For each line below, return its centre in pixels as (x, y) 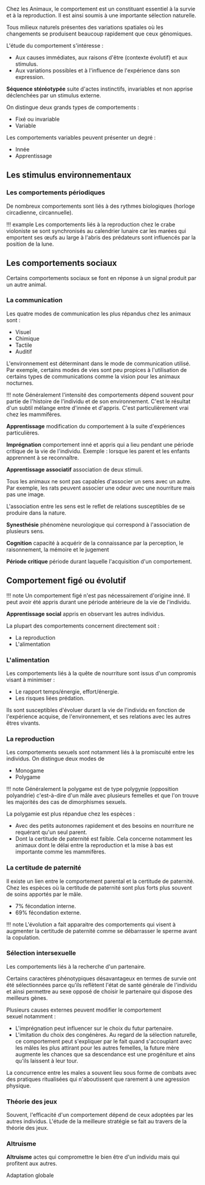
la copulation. (23, 937)
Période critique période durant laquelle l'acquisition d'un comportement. (99, 561)
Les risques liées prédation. (50, 698)
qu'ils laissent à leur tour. (46, 1061)
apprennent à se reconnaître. (43, 457)
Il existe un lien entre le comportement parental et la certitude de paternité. (100, 881)
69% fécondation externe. (48, 912)
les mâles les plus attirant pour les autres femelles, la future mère (97, 1048)
